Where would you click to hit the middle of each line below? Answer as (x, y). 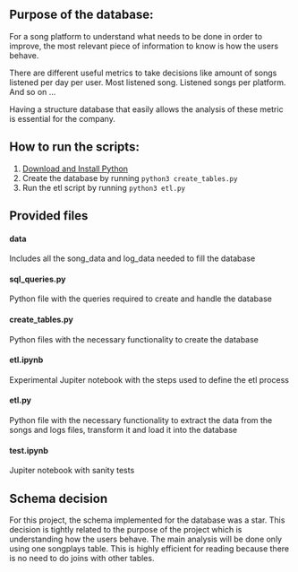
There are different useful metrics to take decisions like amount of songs (143, 73)
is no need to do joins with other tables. (82, 559)
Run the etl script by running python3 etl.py (104, 187)
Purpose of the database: (81, 15)
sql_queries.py (38, 279)
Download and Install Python (75, 169)
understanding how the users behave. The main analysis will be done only (146, 539)
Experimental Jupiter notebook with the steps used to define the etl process (149, 379)
